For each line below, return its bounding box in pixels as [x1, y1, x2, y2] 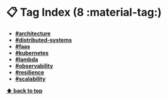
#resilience [15, 68, 44, 76]
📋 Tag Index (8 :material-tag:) [6, 5, 162, 20]
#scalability [15, 75, 46, 82]
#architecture [15, 29, 51, 37]
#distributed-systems [15, 36, 72, 43]
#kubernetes [15, 49, 49, 56]
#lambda [15, 55, 38, 63]
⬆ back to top [6, 87, 43, 94]
